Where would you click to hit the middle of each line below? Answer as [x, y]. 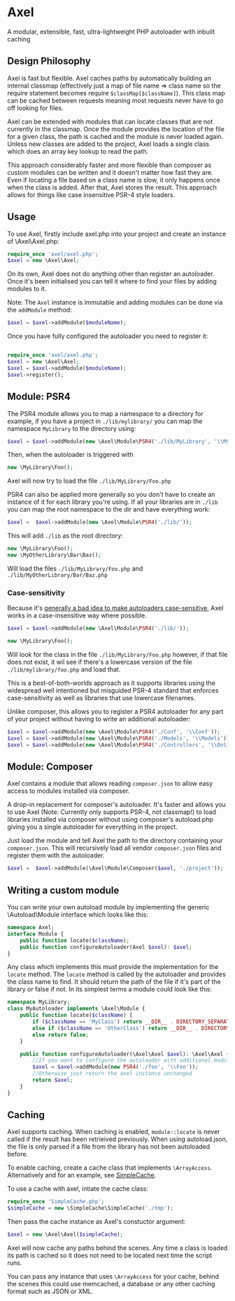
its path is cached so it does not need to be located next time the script [110, 1255]
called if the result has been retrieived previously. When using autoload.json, [117, 1139]
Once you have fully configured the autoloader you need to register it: [108, 336]
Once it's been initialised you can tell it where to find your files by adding [112, 281]
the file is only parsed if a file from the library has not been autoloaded [109, 1147]
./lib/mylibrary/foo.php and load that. [64, 669]
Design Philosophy [49, 61]
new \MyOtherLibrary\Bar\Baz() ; [54, 555]
